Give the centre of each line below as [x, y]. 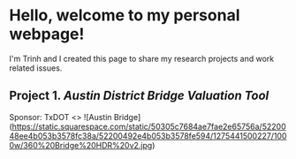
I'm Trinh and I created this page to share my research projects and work [142, 58]
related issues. [36, 68]
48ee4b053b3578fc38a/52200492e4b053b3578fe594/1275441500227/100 [148, 136]
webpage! [47, 34]
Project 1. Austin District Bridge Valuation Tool [139, 96]
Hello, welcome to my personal [125, 15]
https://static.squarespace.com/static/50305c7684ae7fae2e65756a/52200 [149, 126]
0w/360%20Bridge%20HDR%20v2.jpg [81, 145]
